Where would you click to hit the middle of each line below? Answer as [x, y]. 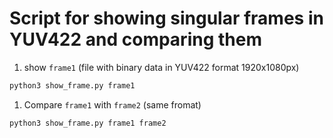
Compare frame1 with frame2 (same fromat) [112, 104]
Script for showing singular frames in [166, 18]
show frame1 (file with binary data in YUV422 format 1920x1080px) [161, 67]
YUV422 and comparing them [135, 39]
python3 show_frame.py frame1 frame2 [88, 123]
